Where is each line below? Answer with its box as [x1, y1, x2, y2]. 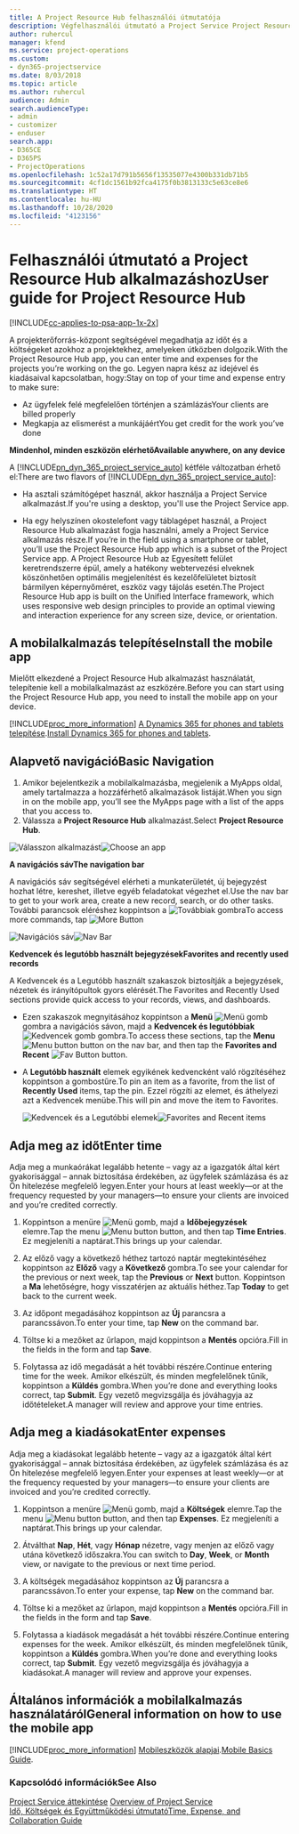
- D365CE [9, 145, 42, 154]
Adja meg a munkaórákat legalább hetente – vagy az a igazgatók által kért [9, 1162, 280, 1172]
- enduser [9, 129, 46, 138]
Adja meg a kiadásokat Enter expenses [9, 1425, 227, 1440]
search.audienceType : [9, 104, 90, 113]
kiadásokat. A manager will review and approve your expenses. [21, 1667, 252, 1677]
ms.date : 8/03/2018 [9, 71, 82, 80]
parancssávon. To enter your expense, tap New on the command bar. [21, 1585, 274, 1596]
